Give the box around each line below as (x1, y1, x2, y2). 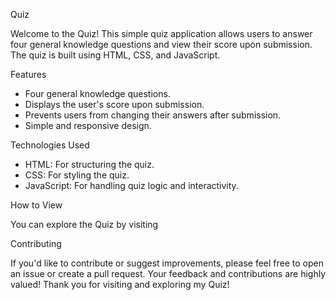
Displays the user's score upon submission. (24, 99, 205, 110)
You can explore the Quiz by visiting (10, 219, 159, 230)
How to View (10, 199, 63, 211)
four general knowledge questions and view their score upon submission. (10, 39, 313, 50)
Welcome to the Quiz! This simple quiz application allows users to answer (10, 28, 313, 39)
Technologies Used (10, 139, 90, 151)
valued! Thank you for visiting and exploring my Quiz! (10, 279, 230, 290)
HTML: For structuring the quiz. (24, 159, 155, 170)
